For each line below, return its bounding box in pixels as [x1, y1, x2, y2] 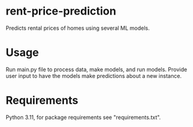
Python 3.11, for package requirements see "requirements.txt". [5, 114, 161, 121]
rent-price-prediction [5, 4, 116, 18]
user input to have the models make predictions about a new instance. [5, 72, 182, 80]
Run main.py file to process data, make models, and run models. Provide [5, 66, 188, 73]
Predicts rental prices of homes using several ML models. [5, 24, 150, 32]
